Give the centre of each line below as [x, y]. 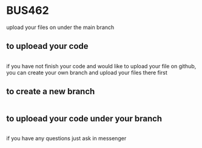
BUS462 [28, 11]
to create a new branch [51, 92]
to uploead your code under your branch [84, 118]
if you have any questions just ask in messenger [66, 138]
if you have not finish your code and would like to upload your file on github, [101, 66]
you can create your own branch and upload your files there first [87, 72]
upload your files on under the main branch [60, 27]
